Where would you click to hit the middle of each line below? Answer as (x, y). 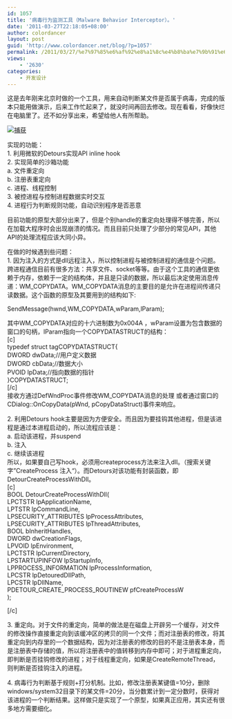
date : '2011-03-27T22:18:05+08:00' (58, 26)
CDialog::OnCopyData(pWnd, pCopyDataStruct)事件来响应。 (93, 404)
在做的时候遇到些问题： (40, 252)
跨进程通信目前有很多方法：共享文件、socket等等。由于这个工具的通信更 (110, 269)
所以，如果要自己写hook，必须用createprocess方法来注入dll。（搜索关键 (109, 462)
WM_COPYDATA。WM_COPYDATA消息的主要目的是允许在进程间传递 (117, 287)
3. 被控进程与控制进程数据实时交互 (56, 197)
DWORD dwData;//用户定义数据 (52, 355)
